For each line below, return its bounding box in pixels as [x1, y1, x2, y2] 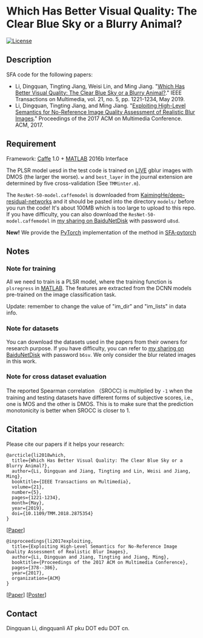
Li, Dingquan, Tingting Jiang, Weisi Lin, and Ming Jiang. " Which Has [15, 82, 185, 90]
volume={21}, [12, 483, 45, 490]
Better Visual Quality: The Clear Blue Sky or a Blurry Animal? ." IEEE [15, 89, 182, 96]
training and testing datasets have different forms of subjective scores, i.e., [6, 394, 194, 401]
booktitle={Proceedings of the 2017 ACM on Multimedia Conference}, [12, 559, 188, 565]
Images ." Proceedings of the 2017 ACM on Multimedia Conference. [15, 115, 183, 122]
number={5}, [12, 489, 42, 495]
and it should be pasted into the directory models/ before [53, 198, 195, 205]
